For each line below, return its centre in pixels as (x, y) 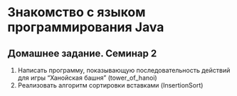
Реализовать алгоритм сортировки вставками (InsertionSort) (110, 85)
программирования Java (86, 27)
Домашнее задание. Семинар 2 (82, 53)
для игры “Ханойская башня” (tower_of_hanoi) (88, 78)
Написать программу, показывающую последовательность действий (124, 70)
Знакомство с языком (77, 12)
